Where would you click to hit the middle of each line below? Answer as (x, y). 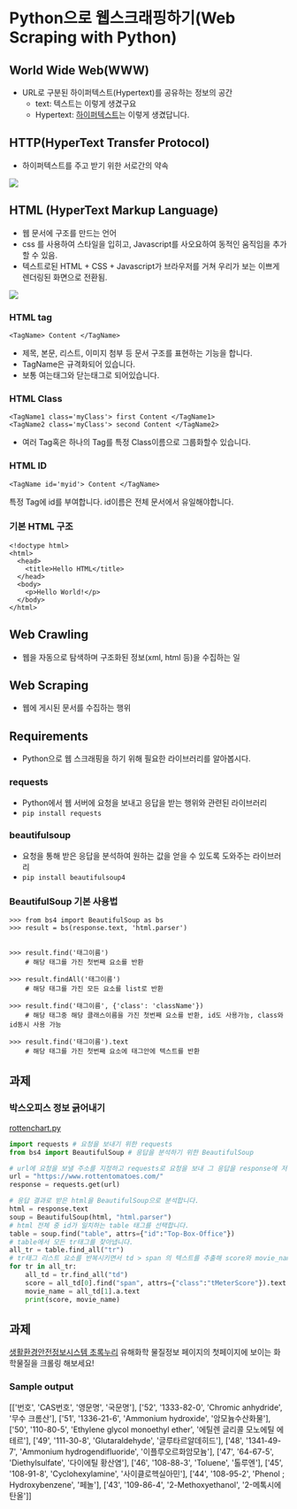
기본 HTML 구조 (41, 527)
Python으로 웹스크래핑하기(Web (122, 18)
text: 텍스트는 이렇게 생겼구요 (86, 104)
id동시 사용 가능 (35, 1025)
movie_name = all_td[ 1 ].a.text (83, 1291)
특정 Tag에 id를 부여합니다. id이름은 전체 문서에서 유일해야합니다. (122, 502)
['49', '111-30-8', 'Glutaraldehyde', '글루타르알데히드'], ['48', (139, 1440)
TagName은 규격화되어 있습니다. (78, 364)
